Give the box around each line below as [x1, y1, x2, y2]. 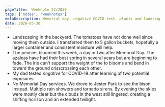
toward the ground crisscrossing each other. [12, 65, 102, 71]
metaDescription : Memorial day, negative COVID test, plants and [5, 16, 141, 21]
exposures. [12, 76, 35, 82]
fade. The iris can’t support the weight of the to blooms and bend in [12, 60, 149, 66]
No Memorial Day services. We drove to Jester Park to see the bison [12, 81, 151, 87]
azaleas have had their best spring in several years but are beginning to [12, 55, 157, 61]
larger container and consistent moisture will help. [12, 44, 114, 50]
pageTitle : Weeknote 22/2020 [5, 7, 67, 12]
